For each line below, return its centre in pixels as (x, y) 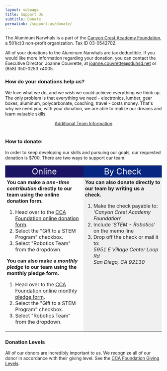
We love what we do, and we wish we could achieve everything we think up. (83, 92)
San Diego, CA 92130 (119, 262)
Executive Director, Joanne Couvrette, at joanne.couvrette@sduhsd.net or (81, 63)
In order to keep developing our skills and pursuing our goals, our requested (83, 152)
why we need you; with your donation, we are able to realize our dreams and (83, 108)
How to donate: (24, 142)
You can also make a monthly (42, 261)
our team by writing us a (115, 188)
